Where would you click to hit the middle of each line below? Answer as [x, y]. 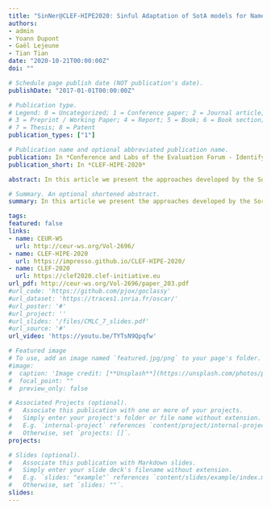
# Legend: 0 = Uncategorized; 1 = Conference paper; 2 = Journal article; [137, 113]
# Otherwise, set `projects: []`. [70, 433]
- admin [21, 31]
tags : [17, 216]
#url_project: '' [38, 313]
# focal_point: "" [41, 381]
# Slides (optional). [45, 455]
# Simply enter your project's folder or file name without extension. [135, 418]
